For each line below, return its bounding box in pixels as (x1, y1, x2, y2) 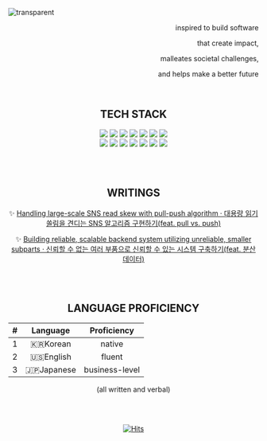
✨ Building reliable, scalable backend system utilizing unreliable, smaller (15, 234, 252, 244)
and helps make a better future (157, 69, 259, 79)
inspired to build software (175, 23, 259, 32)
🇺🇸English (29, 351, 72, 362)
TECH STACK (99, 107, 168, 121)
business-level (83, 365, 141, 376)
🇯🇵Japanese (25, 365, 77, 376)
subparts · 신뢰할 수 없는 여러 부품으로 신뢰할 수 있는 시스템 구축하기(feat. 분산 (11, 244, 256, 254)
